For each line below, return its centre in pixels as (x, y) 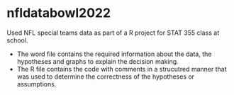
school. (17, 40)
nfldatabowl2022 (59, 13)
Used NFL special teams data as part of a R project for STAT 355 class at (113, 33)
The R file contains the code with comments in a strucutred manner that (122, 69)
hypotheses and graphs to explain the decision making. (97, 61)
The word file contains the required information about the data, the (114, 54)
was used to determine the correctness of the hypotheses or (106, 77)
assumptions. (37, 84)
